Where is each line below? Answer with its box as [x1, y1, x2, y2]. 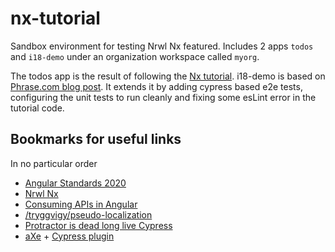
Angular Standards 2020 [24, 177, 127, 189]
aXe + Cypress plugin [24, 230, 115, 242]
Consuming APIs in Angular [24, 198, 138, 210]
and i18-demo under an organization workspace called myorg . [10, 50, 260, 62]
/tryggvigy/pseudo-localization [24, 208, 153, 221]
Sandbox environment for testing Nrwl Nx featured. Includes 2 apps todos [10, 40, 314, 52]
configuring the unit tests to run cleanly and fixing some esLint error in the [10, 91, 317, 103]
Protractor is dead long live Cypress [24, 219, 173, 231]
